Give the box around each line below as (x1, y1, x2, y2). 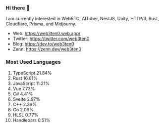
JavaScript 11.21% (12, 80, 50, 86)
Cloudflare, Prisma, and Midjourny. (5, 21, 76, 27)
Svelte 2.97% (12, 96, 41, 102)
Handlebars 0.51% (12, 117, 51, 123)
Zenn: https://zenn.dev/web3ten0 (12, 46, 81, 52)
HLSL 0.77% (12, 112, 39, 118)
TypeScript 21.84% (12, 70, 52, 76)
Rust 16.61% (12, 75, 38, 81)
